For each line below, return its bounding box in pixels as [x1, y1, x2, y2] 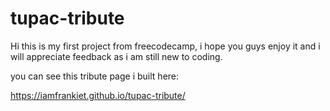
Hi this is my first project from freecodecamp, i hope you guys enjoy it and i [10, 40, 321, 52]
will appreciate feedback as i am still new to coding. [10, 50, 223, 62]
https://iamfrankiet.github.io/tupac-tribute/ [10, 89, 186, 101]
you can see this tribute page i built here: [10, 70, 180, 82]
